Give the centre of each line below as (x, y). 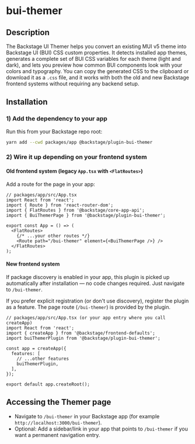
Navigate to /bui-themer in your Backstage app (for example (87, 416)
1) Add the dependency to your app (57, 119)
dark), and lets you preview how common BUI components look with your (94, 65)
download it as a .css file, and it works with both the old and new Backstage (98, 78)
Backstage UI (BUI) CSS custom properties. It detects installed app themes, (97, 53)
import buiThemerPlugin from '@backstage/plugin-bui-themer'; (83, 338)
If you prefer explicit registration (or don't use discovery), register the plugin (97, 301)
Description (28, 32)
